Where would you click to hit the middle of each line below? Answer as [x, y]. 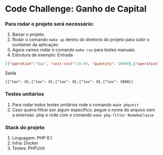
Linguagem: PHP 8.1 [32, 138]
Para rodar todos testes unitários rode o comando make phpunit [75, 104]
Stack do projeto [25, 127]
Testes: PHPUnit [28, 148]
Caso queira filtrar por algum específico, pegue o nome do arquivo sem [83, 110]
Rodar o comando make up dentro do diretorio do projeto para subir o [81, 40]
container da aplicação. [36, 45]
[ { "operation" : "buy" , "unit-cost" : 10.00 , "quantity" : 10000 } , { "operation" [82, 64]
